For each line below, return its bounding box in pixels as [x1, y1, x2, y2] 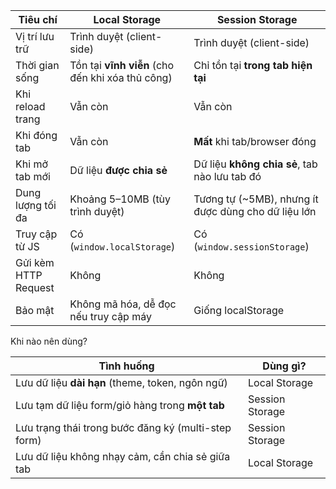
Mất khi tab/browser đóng [193, 135, 317, 148]
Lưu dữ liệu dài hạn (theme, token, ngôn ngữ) [15, 376, 228, 389]
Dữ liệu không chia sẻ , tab [193, 157, 318, 171]
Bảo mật [15, 304, 55, 317]
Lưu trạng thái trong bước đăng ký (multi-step [15, 421, 232, 434]
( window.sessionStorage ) [193, 240, 310, 253]
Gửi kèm [15, 256, 55, 269]
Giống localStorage [193, 304, 285, 317]
